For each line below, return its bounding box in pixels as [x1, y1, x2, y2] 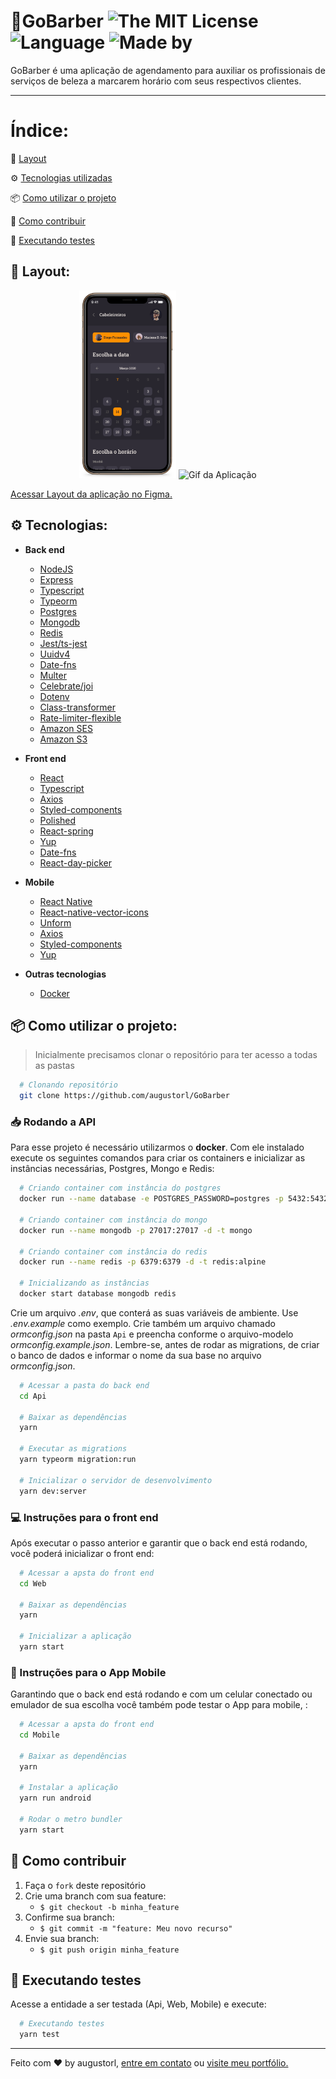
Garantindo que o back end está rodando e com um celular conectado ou [10, 1688, 313, 1700]
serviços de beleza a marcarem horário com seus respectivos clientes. [10, 75, 302, 87]
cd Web [19, 1578, 47, 1589]
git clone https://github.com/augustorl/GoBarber [19, 1091, 230, 1101]
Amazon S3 [39, 733, 88, 745]
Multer [39, 669, 67, 681]
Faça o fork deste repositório [24, 1879, 147, 1891]
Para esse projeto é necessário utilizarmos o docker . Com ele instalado [10, 1141, 305, 1154]
